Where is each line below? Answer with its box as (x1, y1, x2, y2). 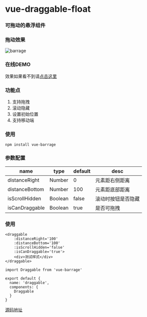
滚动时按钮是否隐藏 (95, 195, 140, 202)
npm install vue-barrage (5, 142, 56, 147)
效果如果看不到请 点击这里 (5, 73, 57, 79)
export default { (5, 276, 41, 281)
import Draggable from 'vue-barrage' (5, 267, 83, 272)
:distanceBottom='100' (14, 240, 60, 246)
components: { (9, 285, 38, 289)
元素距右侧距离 (95, 177, 130, 184)
